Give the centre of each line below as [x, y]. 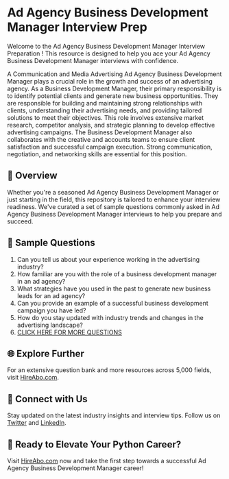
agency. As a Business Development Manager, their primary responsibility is [114, 88]
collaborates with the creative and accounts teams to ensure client [101, 139]
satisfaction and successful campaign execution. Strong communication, [110, 147]
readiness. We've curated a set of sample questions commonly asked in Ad [113, 206]
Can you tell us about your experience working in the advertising [108, 259]
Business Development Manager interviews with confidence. [93, 60]
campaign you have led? [51, 310]
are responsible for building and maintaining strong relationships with [105, 103]
